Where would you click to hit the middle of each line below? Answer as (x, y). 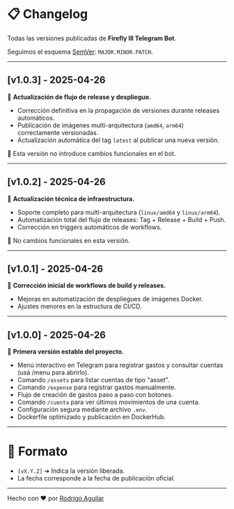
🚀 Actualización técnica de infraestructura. (71, 198)
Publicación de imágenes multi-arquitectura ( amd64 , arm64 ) (101, 125)
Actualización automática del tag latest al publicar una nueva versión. (118, 140)
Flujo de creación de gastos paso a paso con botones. (95, 395)
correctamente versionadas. (58, 132)
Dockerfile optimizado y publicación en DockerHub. (91, 417)
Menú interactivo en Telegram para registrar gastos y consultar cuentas (120, 365)
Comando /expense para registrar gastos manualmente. (96, 387)
